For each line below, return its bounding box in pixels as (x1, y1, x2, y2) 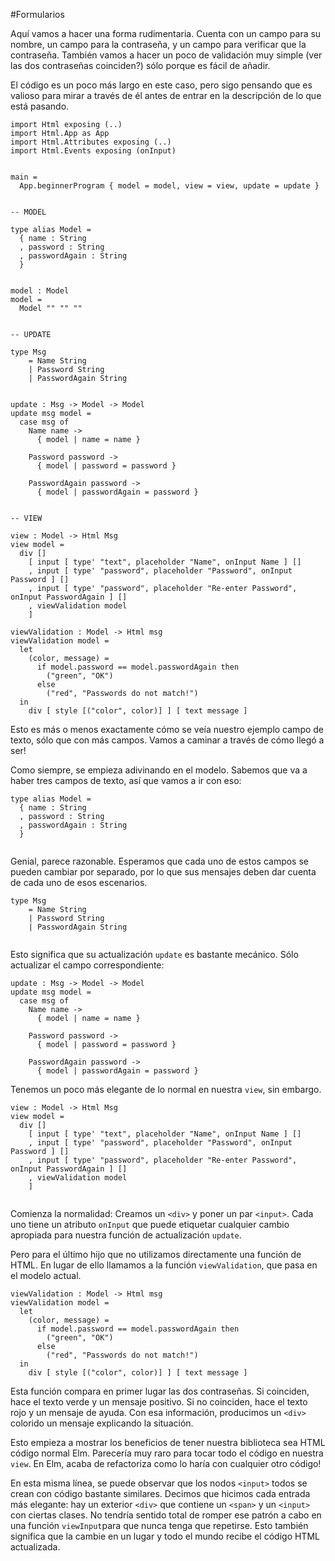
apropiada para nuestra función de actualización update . (10, 1229, 242, 1241)
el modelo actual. (10, 1270, 82, 1281)
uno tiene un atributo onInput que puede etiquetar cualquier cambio (10, 1219, 290, 1230)
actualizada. (10, 1541, 61, 1553)
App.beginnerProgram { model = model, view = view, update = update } (19, 181, 320, 191)
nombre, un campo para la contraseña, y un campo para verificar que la (10, 39, 307, 50)
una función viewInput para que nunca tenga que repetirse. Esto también (10, 1520, 309, 1531)
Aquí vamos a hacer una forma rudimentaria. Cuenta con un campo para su (10, 28, 322, 39)
